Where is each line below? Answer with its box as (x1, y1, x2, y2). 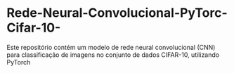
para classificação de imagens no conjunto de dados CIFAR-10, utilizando (6, 51, 219, 59)
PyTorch (6, 58, 31, 66)
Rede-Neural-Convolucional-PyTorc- (6, 5, 228, 21)
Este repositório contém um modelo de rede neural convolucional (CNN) (6, 43, 216, 51)
